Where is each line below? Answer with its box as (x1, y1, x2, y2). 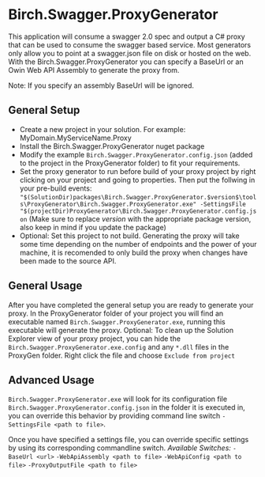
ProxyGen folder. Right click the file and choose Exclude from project (8, 350, 235, 360)
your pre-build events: (19, 184, 92, 193)
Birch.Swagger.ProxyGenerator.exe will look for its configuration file (8, 394, 227, 404)
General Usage (8, 279, 83, 293)
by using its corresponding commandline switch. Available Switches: (8, 443, 231, 452)
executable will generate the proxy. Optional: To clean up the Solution (8, 325, 234, 335)
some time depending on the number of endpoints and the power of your (19, 239, 257, 248)
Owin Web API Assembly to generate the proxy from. (8, 65, 180, 74)
